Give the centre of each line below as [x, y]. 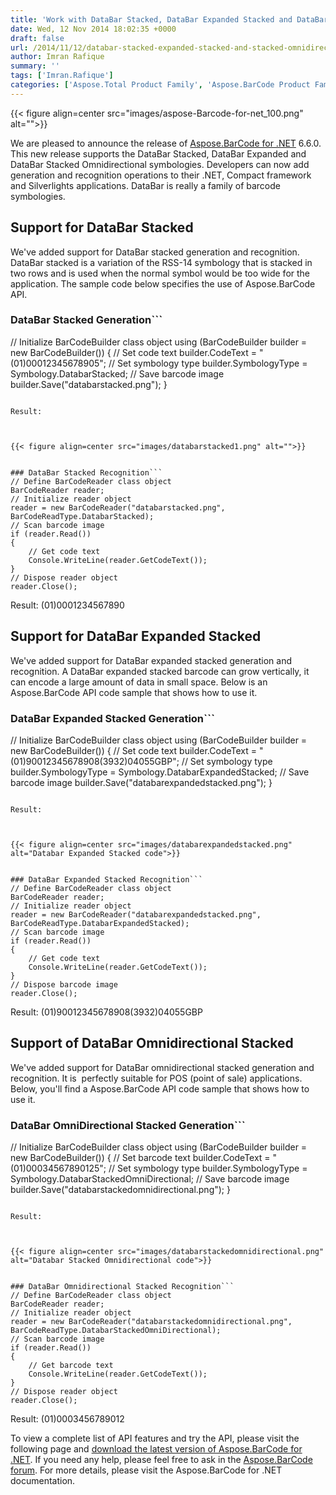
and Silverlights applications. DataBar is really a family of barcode [145, 185]
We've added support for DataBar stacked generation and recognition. [155, 252]
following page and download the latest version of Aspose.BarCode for [156, 1449]
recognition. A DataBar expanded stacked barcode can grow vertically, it [160, 671]
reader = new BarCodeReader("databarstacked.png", [118, 507]
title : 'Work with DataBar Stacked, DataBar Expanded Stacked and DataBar [169, 19]
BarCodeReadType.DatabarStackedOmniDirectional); [116, 1331]
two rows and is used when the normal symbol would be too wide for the [160, 273]
